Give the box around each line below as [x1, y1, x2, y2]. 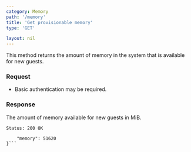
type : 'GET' [6, 25, 35, 31]
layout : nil [6, 36, 35, 42]
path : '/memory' [6, 14, 46, 20]
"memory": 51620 [16, 136, 57, 141]
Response [6, 100, 35, 109]
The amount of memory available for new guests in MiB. [6, 114, 142, 121]
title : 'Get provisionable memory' [6, 19, 93, 25]
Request [6, 73, 31, 81]
